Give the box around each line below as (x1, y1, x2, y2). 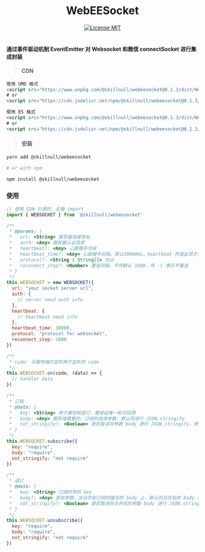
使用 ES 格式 (6, 109, 36, 115)
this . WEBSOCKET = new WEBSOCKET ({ (6, 280, 95, 286)
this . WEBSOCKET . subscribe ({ (6, 438, 78, 444)
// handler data (12, 376, 53, 382)
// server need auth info (17, 296, 84, 303)
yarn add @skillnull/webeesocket (6, 154, 92, 160)
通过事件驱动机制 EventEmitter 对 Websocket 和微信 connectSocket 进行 (6, 45, 191, 53)
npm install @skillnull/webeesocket (6, 176, 99, 182)
